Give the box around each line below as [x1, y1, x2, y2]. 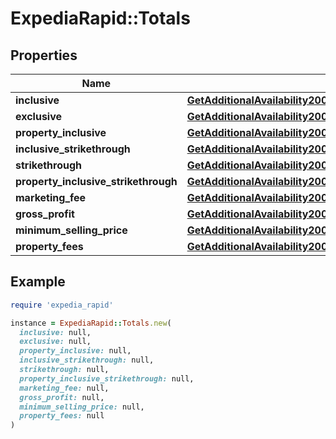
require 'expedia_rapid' [10, 300, 114, 310]
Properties [10, 47, 78, 64]
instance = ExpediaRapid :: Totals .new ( [10, 318, 172, 328]
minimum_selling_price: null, [19, 402, 145, 412]
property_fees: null [19, 411, 105, 421]
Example [10, 273, 66, 291]
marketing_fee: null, [19, 383, 110, 393]
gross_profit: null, [19, 392, 105, 402]
